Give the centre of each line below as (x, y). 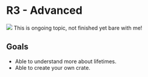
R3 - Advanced (45, 11)
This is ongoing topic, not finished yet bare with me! (78, 28)
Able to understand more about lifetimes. (66, 61)
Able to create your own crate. (53, 67)
